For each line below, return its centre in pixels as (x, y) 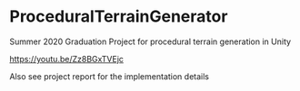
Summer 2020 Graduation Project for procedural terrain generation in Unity (150, 41)
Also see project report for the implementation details (109, 76)
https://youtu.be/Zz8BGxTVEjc (67, 59)
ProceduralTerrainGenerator (119, 17)
